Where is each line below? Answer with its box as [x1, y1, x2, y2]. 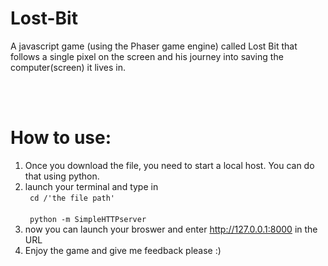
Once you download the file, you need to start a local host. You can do [24, 159, 315, 171]
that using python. [24, 170, 100, 182]
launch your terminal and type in [24, 180, 159, 192]
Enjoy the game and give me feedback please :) [24, 244, 222, 256]
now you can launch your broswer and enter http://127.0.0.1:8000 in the [24, 223, 318, 235]
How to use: [10, 127, 112, 149]
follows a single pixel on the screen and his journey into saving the [10, 50, 284, 62]
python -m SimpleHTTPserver [29, 214, 147, 224]
